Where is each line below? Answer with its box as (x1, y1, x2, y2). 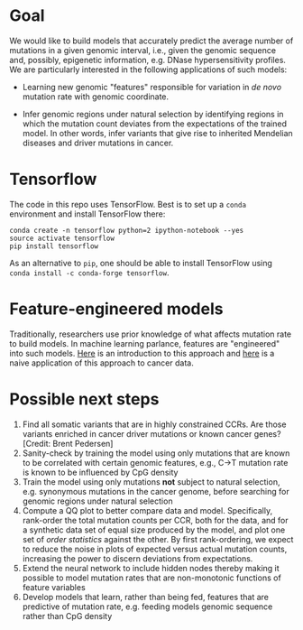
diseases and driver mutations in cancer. (22, 137, 174, 148)
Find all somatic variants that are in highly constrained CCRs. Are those (22, 419, 287, 430)
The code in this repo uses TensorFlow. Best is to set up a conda (9, 199, 246, 209)
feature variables (22, 581, 86, 592)
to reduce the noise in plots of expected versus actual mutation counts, (22, 543, 288, 554)
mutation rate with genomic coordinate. (22, 91, 170, 102)
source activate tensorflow (9, 234, 115, 243)
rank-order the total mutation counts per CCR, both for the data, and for (22, 514, 289, 525)
